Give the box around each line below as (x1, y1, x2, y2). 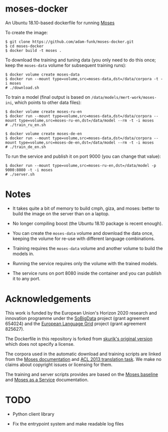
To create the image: (5, 29, 48, 35)
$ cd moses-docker (5, 43, 44, 48)
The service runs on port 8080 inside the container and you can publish (12, 270, 162, 276)
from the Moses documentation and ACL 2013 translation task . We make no (5, 356, 162, 362)
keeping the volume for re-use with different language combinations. (12, 235, 155, 241)
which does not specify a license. (5, 341, 75, 347)
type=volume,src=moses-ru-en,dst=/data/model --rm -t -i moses (18, 118, 154, 123)
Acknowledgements (5, 293, 92, 305)
